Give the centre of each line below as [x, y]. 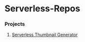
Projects [15, 24]
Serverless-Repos [42, 9]
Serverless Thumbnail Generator [45, 35]
